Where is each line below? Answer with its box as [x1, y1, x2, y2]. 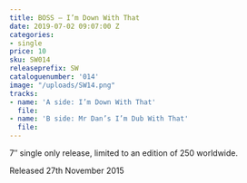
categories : [9, 30, 54, 39]
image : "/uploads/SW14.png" [9, 81, 116, 90]
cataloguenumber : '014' [9, 72, 100, 82]
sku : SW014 [9, 55, 51, 64]
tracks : [9, 89, 39, 98]
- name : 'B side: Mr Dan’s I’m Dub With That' [9, 114, 189, 123]
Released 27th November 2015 [9, 165, 124, 176]
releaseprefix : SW [9, 64, 79, 73]
